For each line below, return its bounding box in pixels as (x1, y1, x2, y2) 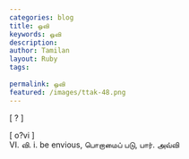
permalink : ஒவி (9, 79, 65, 88)
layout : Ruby (9, 54, 58, 63)
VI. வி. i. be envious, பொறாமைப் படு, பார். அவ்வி (9, 139, 180, 150)
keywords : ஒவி (9, 29, 62, 38)
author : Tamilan (9, 46, 70, 55)
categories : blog (9, 13, 74, 22)
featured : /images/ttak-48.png (9, 88, 126, 96)
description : (9, 38, 58, 47)
